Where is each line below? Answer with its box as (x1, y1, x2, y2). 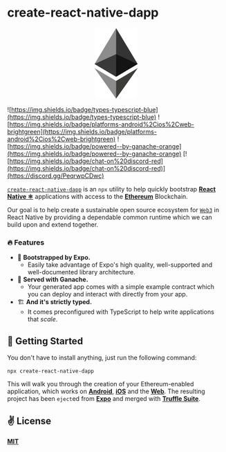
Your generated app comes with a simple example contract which (27, 283, 214, 291)
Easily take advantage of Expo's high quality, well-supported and (27, 261, 213, 269)
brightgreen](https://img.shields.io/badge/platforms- (7, 127, 158, 135)
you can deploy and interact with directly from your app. (27, 290, 188, 299)
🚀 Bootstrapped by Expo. (17, 254, 91, 262)
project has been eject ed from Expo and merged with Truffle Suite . (7, 394, 200, 402)
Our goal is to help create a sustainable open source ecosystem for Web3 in (7, 205, 220, 214)
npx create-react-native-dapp (7, 368, 95, 375)
